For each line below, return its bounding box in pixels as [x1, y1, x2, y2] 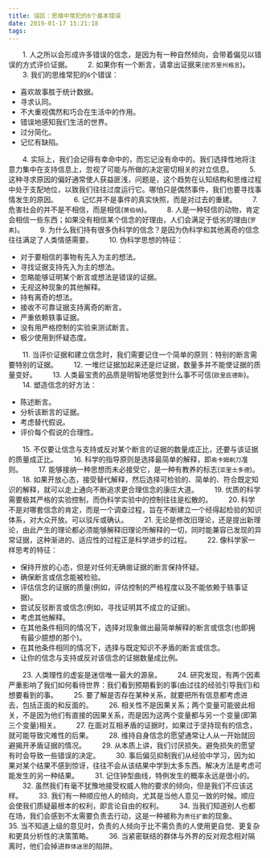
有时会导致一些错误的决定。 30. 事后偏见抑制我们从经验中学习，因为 [8, 751, 249, 761]
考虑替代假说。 [19, 417, 70, 427]
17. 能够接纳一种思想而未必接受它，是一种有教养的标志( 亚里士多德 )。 [38, 465, 260, 475]
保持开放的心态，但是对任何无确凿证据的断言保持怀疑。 [19, 562, 203, 572]
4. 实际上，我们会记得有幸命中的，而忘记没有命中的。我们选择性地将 [22, 155, 249, 164]
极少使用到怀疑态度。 [19, 333, 91, 342]
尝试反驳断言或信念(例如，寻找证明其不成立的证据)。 [19, 603, 195, 612]
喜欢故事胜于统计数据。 [19, 87, 98, 97]
